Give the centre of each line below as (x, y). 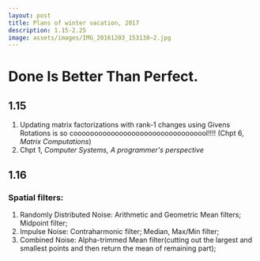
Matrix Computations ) (55, 142)
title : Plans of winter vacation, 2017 (74, 23)
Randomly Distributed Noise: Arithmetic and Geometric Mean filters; (130, 214)
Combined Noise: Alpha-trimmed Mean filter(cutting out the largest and (136, 240)
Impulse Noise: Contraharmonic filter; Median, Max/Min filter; (119, 231)
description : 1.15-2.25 (47, 30)
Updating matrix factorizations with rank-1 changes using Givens (125, 125)
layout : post (30, 15)
